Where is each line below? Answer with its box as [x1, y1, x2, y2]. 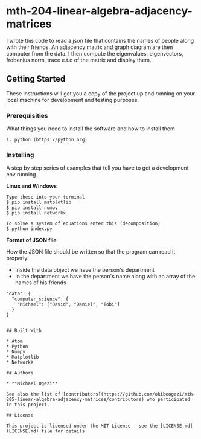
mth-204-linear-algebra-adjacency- [6, 4, 193, 18]
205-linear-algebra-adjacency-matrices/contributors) [6, 397, 145, 403]
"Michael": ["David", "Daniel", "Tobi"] [17, 301, 120, 307]
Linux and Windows [6, 182, 57, 190]
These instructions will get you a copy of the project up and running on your [6, 89, 195, 97]
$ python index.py [6, 226, 53, 232]
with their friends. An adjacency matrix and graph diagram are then [6, 43, 173, 51]
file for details [41, 428, 85, 434]
